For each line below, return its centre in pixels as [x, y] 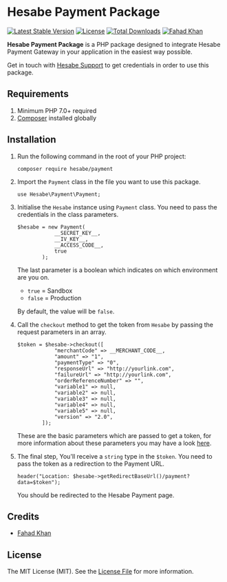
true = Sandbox [50, 291]
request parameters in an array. [62, 332]
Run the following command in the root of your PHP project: [101, 156]
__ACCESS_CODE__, [79, 245]
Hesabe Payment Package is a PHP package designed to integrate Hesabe [114, 44]
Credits [23, 516]
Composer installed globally [57, 118]
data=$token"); [39, 482]
